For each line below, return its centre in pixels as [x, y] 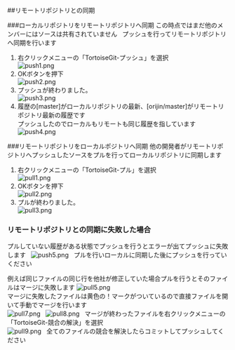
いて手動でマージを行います [47, 305]
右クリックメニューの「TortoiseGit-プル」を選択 [87, 170]
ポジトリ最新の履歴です [51, 115]
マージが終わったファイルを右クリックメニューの [155, 314]
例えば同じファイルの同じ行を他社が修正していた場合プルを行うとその [109, 278]
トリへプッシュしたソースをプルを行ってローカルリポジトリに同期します [117, 155]
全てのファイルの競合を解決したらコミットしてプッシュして [132, 331]
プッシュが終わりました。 [54, 90]
